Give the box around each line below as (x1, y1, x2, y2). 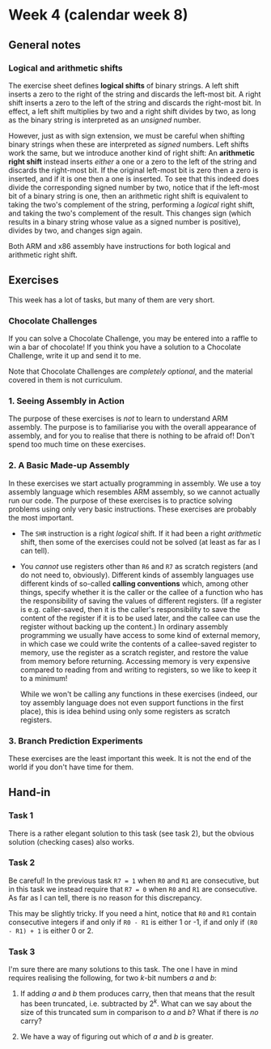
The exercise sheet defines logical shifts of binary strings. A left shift (8, 80, 239, 90)
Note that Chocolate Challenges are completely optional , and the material (8, 366, 253, 376)
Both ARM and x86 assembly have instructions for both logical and (8, 241, 231, 250)
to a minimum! (19, 673, 68, 683)
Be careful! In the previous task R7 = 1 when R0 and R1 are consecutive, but (8, 876, 260, 885)
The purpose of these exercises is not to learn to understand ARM (8, 413, 229, 423)
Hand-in (8, 786, 51, 799)
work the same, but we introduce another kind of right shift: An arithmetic (8, 148, 255, 157)
